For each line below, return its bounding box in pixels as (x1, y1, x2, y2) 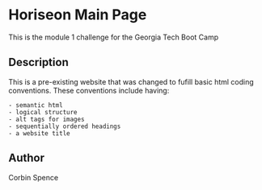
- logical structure (8, 108, 78, 116)
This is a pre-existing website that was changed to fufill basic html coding (8, 76, 255, 86)
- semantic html (8, 101, 63, 109)
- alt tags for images (8, 115, 85, 123)
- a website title (8, 129, 70, 138)
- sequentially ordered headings (8, 122, 121, 130)
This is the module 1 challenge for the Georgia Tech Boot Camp (8, 32, 219, 42)
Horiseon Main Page (8, 6, 147, 24)
